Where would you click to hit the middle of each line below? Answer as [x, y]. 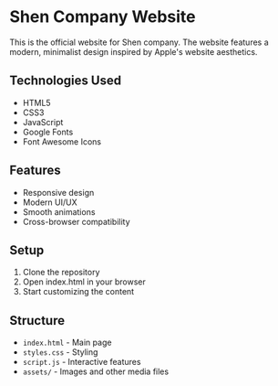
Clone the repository [61, 273]
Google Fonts [48, 132]
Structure [37, 321]
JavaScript [43, 122]
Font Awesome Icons [62, 141]
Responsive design [58, 192]
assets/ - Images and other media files [96, 371]
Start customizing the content [78, 292]
